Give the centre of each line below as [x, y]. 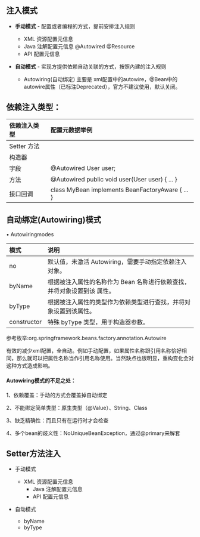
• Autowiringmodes [30, 234]
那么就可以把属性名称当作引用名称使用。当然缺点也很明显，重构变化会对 [105, 358]
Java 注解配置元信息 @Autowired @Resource [79, 46]
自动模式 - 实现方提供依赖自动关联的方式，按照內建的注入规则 [90, 66]
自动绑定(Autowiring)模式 [54, 220]
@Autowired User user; [83, 168]
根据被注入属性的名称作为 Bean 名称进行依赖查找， [119, 282]
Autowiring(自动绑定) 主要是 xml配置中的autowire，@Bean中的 [100, 79]
